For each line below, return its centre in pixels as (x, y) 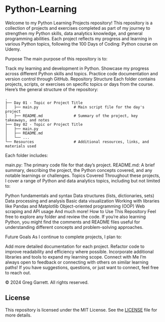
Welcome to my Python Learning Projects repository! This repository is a (79, 23)
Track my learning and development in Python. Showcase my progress (77, 68)
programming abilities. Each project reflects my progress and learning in (79, 39)
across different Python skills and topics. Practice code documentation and (82, 73)
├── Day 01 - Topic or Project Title (44, 103)
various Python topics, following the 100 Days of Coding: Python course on (82, 44)
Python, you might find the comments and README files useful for (73, 222)
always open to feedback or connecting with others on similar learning (77, 262)
